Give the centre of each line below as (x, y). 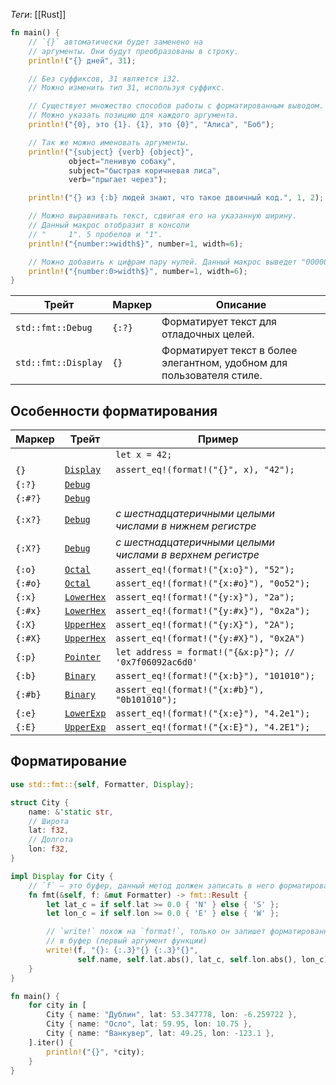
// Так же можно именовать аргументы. (109, 142)
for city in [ (57, 1005)
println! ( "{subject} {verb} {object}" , (111, 152)
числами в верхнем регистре (187, 555)
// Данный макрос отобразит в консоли (109, 225)
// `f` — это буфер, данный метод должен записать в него (151, 885)
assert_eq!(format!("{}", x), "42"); (205, 470)
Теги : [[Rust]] (38, 14)
